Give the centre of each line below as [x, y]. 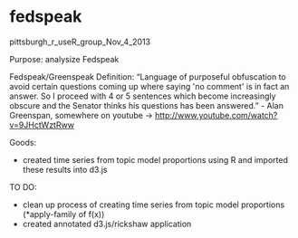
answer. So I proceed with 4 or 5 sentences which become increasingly [143, 96]
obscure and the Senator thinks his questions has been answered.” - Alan [146, 105]
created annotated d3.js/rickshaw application [107, 224]
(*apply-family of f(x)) [63, 214]
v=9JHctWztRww [42, 125]
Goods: [23, 142]
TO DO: [24, 186]
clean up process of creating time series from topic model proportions [154, 205]
